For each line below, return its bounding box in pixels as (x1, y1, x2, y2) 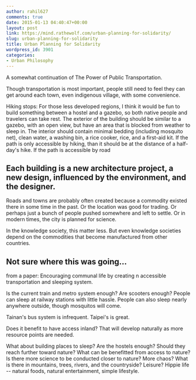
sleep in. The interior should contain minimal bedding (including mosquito (6, 127, 183, 135)
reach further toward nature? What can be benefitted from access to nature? (6, 349, 191, 356)
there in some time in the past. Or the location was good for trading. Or (6, 203, 177, 211)
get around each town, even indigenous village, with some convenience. (6, 91, 180, 99)
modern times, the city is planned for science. (6, 216, 117, 223)
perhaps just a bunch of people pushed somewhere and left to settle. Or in (6, 209, 185, 217)
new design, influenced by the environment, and (6, 172, 187, 182)
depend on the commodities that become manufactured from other (6, 233, 168, 240)
